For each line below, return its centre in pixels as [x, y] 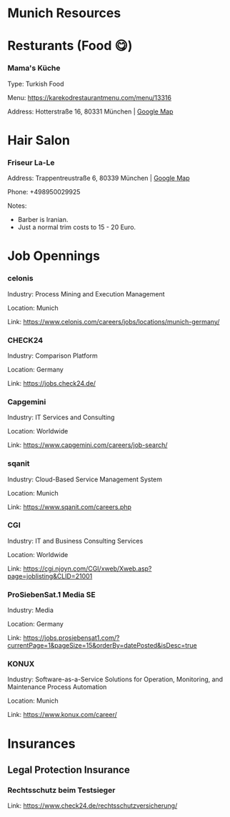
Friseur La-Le [31, 162]
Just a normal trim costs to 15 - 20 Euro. [77, 227]
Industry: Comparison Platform [52, 356]
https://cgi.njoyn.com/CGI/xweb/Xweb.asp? [87, 568]
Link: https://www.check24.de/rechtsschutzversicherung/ [92, 806]
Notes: [17, 206]
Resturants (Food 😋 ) [70, 46]
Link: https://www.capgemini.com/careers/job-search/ [87, 445]
